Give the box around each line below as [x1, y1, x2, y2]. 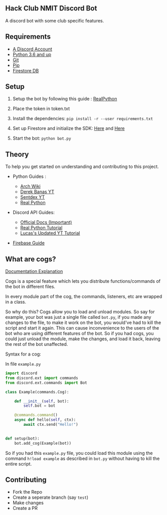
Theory [5, 150, 29, 158]
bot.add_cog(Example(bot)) [14, 441, 72, 446]
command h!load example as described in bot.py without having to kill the [5, 455, 160, 462]
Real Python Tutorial [20, 225, 62, 231]
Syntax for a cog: [5, 351, 42, 357]
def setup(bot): [5, 436, 40, 441]
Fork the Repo [12, 489, 42, 495]
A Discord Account [12, 46, 52, 52]
